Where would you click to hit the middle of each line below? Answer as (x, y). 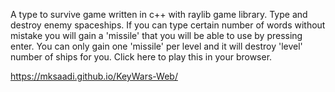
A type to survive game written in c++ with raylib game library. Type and (159, 14)
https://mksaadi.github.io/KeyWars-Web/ (94, 76)
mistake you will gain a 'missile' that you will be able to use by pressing (156, 35)
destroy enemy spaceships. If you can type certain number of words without (168, 25)
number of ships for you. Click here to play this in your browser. (141, 57)
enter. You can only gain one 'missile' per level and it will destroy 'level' (156, 46)
